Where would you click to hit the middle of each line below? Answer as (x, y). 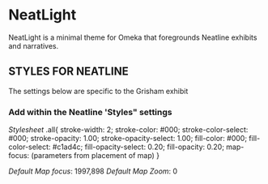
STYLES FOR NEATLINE (68, 72)
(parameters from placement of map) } (96, 156)
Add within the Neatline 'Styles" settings (90, 112)
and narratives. (34, 45)
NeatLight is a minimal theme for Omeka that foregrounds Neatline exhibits (133, 37)
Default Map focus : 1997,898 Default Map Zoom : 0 (93, 171)
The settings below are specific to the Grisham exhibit (98, 91)
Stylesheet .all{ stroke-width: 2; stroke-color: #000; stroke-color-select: (128, 130)
